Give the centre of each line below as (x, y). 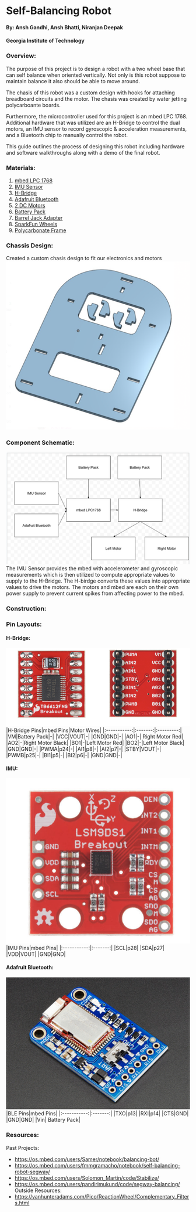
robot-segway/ (32, 1172)
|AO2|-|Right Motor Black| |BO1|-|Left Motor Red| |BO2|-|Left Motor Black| (95, 743)
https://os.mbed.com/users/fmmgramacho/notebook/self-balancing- (97, 1165)
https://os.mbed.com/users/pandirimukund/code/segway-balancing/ (97, 1184)
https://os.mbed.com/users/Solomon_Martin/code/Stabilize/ (87, 1178)
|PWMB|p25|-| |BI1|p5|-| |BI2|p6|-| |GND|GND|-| (64, 755)
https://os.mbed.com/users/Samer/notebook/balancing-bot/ (87, 1159)
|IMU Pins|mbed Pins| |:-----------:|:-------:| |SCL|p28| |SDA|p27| (85, 948)
